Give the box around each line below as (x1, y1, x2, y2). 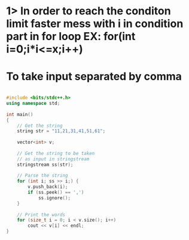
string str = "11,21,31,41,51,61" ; (17, 128, 106, 134)
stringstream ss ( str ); (17, 162, 74, 168)
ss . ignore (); (38, 195, 71, 201)
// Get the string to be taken (17, 150, 95, 156)
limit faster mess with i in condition (6, 17, 184, 31)
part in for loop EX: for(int (6, 30, 136, 43)
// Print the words (17, 211, 66, 218)
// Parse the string (17, 172, 68, 179)
